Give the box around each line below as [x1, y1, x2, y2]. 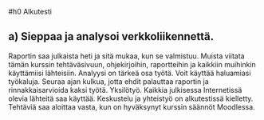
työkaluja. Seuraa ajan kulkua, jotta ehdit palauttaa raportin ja [8, 76, 209, 86]
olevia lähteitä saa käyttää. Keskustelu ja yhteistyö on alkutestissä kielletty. [8, 94, 254, 103]
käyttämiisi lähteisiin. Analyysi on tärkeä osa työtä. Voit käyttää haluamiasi [8, 68, 251, 78]
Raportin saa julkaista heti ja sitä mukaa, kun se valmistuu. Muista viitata [8, 51, 245, 61]
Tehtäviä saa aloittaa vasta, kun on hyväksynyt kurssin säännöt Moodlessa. [8, 102, 255, 111]
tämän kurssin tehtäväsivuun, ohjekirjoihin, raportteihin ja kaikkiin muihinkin [8, 59, 257, 69]
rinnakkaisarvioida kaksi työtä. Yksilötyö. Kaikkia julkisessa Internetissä [8, 85, 242, 94]
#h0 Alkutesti [8, 7, 52, 16]
